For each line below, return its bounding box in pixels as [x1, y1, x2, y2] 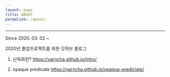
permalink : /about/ [5, 17, 47, 22]
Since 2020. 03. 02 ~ [5, 35, 50, 41]
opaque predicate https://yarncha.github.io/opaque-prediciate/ [12, 66, 144, 72]
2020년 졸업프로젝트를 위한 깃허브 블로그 [5, 46, 87, 52]
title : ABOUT [5, 12, 33, 17]
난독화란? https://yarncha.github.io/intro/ [12, 56, 97, 62]
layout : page [5, 7, 33, 13]
